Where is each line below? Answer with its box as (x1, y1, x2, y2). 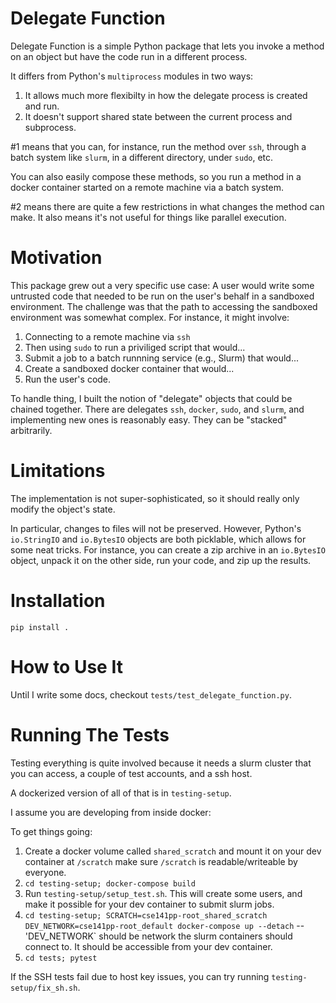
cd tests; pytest (24, 953, 98, 963)
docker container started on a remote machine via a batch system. (10, 181, 285, 193)
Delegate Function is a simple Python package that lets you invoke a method (10, 40, 325, 52)
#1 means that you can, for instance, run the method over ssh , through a (10, 140, 307, 152)
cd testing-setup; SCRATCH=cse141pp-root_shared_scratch (24, 910, 268, 921)
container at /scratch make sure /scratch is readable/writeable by (24, 855, 298, 867)
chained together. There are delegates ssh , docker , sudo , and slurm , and (10, 403, 305, 415)
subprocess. (24, 121, 77, 133)
